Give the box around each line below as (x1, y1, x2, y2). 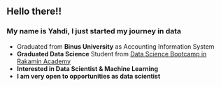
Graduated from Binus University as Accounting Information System (16, 42, 215, 51)
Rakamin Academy (16, 57, 71, 65)
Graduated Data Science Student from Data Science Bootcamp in (16, 49, 207, 58)
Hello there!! (6, 6, 62, 17)
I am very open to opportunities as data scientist (16, 72, 161, 80)
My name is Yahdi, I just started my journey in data (6, 26, 182, 36)
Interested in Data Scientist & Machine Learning (16, 64, 159, 72)
